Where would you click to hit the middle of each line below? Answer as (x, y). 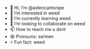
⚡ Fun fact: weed (27, 42)
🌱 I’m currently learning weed (40, 18)
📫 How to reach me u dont (38, 29)
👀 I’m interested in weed (35, 13)
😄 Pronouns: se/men (32, 36)
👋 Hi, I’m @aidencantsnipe (37, 8)
